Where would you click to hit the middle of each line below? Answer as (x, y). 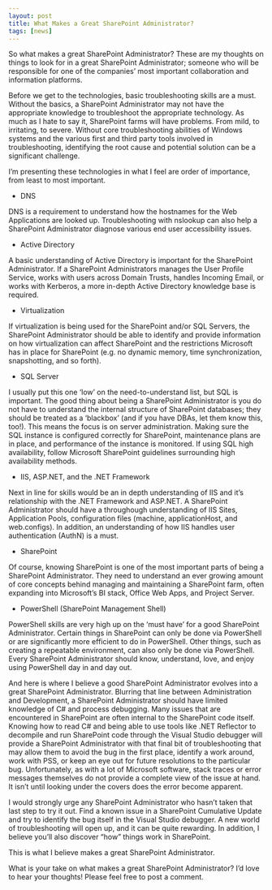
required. (24, 295)
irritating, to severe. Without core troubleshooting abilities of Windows (125, 130)
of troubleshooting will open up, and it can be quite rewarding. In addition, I (134, 828)
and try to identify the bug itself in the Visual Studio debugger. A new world (134, 819)
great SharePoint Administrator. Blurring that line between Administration (130, 692)
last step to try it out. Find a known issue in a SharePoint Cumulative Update (135, 811)
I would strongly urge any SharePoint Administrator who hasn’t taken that (131, 802)
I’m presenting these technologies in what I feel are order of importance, (129, 172)
